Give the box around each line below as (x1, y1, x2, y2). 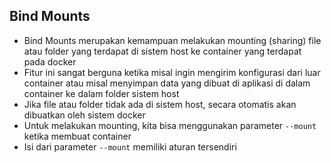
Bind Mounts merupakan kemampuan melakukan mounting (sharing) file (23, 34, 322, 46)
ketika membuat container (23, 130, 132, 142)
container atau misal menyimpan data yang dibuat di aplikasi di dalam (23, 77, 311, 89)
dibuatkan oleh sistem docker (23, 109, 146, 121)
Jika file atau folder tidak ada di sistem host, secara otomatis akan (23, 98, 297, 110)
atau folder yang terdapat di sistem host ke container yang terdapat (23, 45, 302, 57)
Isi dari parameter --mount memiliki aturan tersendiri (23, 140, 237, 153)
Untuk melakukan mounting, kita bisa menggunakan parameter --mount (23, 119, 317, 131)
